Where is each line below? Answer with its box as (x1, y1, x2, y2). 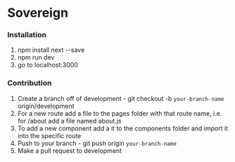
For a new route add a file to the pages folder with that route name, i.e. (17, 109, 222, 117)
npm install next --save (17, 46, 85, 54)
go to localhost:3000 (17, 61, 79, 69)
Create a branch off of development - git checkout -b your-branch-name (17, 94, 224, 102)
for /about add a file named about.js (17, 116, 122, 125)
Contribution (7, 79, 52, 88)
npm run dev (17, 53, 55, 62)
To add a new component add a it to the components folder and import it (17, 124, 229, 133)
